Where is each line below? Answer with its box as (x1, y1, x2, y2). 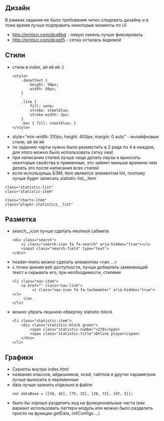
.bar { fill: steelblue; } (21, 121, 76, 125)
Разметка (5, 215, 37, 223)
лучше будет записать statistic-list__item (12, 175, 96, 181)
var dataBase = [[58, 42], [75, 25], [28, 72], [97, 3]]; (12, 392, 133, 396)
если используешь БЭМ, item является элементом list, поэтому (12, 170, 145, 176)
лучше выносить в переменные (12, 377, 79, 383)
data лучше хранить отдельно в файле (12, 382, 93, 388)
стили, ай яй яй (12, 139, 45, 145)
